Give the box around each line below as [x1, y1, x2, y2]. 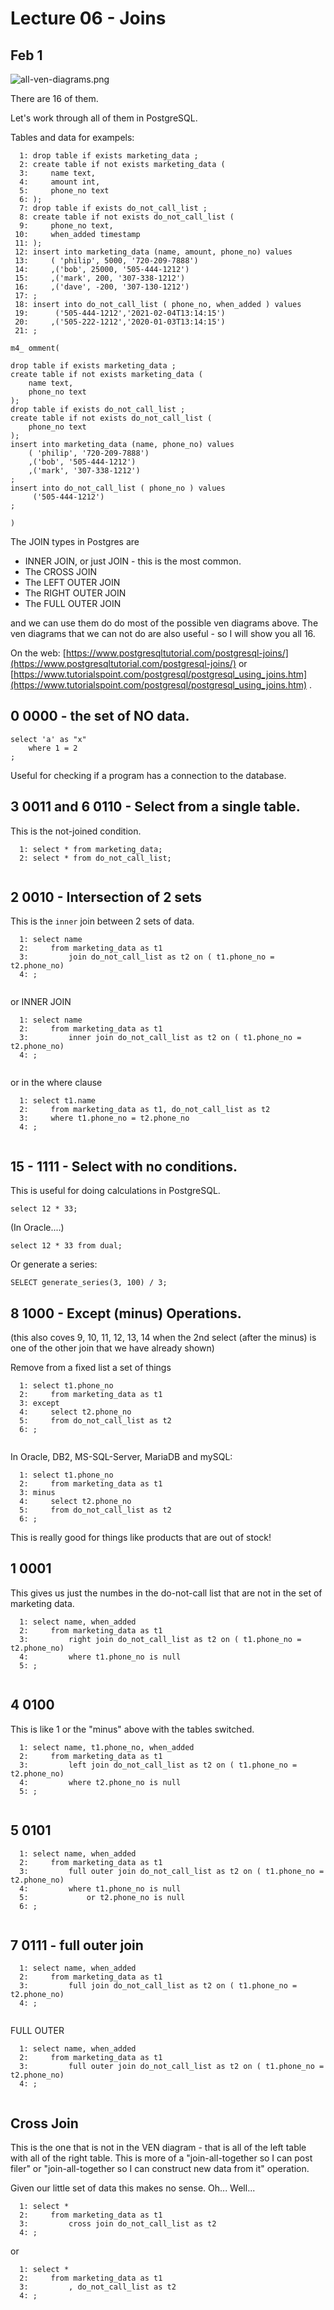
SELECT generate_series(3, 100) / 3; [10, 1278, 168, 1288]
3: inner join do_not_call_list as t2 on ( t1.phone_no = [19, 1033, 302, 1043]
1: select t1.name [19, 1096, 97, 1106]
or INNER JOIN [10, 996, 72, 1008]
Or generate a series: [10, 1258, 98, 1271]
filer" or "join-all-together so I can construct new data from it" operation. [10, 2163, 310, 2175]
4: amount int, [19, 177, 101, 187]
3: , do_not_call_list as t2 [19, 2282, 177, 2292]
